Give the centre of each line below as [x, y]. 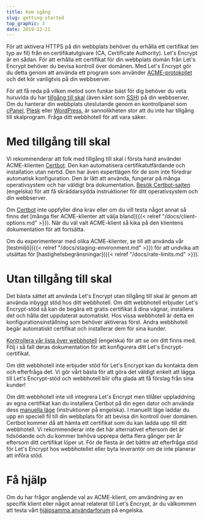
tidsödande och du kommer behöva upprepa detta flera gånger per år [94, 436]
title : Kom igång [28, 12]
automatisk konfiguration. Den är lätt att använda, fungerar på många [93, 178]
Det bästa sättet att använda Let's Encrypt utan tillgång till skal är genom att [102, 296]
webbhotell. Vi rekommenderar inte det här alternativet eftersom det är [95, 429]
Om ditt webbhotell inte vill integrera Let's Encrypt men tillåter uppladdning [101, 397]
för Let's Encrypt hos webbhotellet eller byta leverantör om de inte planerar [101, 449]
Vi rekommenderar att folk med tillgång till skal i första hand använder [94, 159]
